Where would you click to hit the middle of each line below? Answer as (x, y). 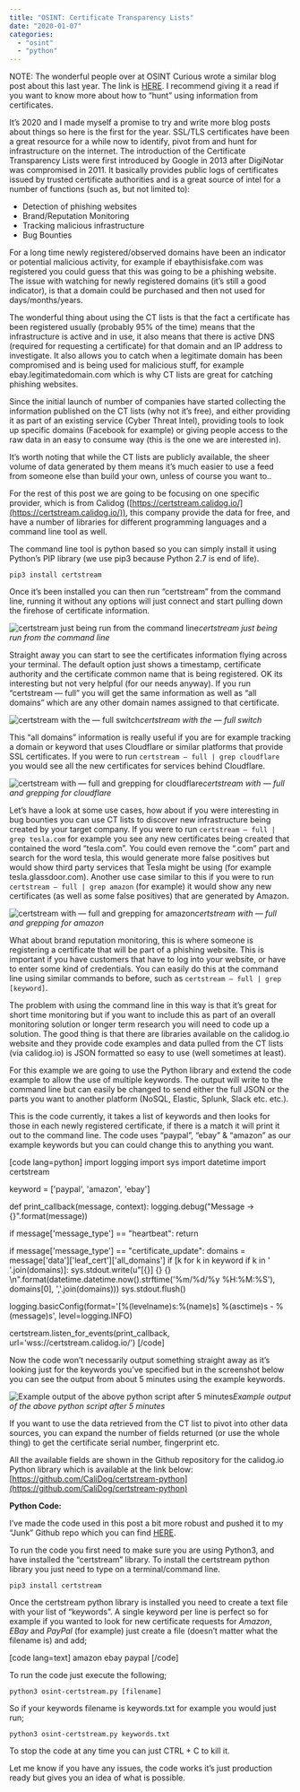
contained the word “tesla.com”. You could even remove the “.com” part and (150, 848)
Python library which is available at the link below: (102, 1470)
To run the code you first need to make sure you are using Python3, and (142, 1550)
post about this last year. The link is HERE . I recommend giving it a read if (144, 86)
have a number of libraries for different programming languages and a (138, 522)
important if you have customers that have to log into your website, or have (148, 960)
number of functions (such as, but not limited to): (100, 189)
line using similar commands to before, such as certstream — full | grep (146, 979)
